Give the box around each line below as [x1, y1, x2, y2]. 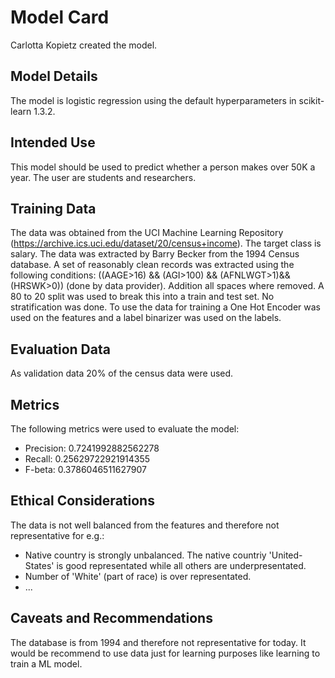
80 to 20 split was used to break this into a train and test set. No [10, 291, 275, 303]
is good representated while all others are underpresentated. [56, 559, 307, 571]
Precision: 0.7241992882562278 [24, 442, 160, 454]
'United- [268, 549, 303, 561]
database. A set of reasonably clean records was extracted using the [10, 259, 295, 271]
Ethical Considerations [10, 492, 155, 510]
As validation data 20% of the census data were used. [10, 367, 234, 380]
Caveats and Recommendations [10, 610, 213, 627]
